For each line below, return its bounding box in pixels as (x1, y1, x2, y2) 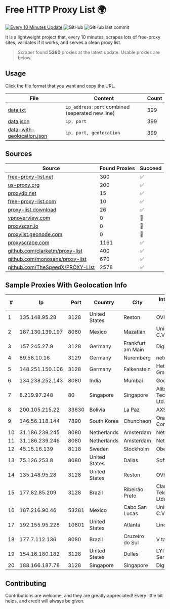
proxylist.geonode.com (8, 231, 63, 238)
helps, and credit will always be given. (5, 598, 84, 604)
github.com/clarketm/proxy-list (8, 247, 82, 254)
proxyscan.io (8, 222, 39, 229)
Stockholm (123, 445, 149, 453)
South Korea (89, 418, 119, 425)
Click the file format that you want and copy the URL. (5, 83, 115, 89)
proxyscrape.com (8, 239, 50, 246)
